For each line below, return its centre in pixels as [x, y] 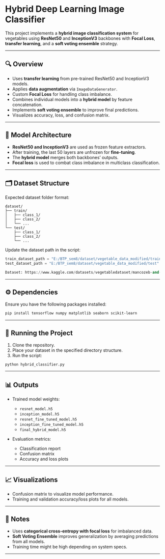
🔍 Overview [24, 64]
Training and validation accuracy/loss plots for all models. [70, 499]
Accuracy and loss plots [44, 459]
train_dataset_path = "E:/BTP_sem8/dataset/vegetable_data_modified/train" [84, 259]
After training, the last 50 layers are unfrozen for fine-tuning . [74, 152]
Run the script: [27, 355]
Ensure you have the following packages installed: [56, 304]
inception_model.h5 [40, 414]
